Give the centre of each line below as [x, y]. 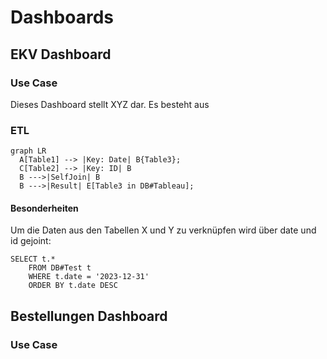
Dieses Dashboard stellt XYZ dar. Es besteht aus [110, 104]
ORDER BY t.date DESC [73, 286]
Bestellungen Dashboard [89, 316]
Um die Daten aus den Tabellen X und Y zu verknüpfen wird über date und [163, 230]
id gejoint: [31, 241]
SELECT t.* [33, 259]
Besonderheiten [44, 208]
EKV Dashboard [61, 54]
